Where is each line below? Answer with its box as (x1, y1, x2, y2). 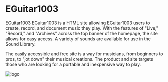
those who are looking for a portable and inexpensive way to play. (5, 61, 141, 67)
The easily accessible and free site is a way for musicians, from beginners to (5, 51, 163, 57)
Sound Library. (5, 41, 36, 47)
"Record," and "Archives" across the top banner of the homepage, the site (5, 30, 158, 36)
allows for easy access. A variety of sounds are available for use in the (5, 36, 151, 42)
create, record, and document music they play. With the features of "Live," (5, 25, 159, 31)
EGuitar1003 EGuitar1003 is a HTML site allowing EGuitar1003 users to (5, 20, 150, 26)
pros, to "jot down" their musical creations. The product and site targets (5, 56, 154, 62)
